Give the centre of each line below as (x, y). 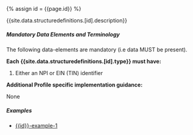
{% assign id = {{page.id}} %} (44, 9)
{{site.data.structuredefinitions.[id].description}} (67, 20)
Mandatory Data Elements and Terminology (63, 34)
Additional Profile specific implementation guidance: (75, 85)
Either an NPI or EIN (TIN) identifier (59, 73)
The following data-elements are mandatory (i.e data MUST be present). (97, 49)
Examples (19, 110)
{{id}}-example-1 (36, 125)
